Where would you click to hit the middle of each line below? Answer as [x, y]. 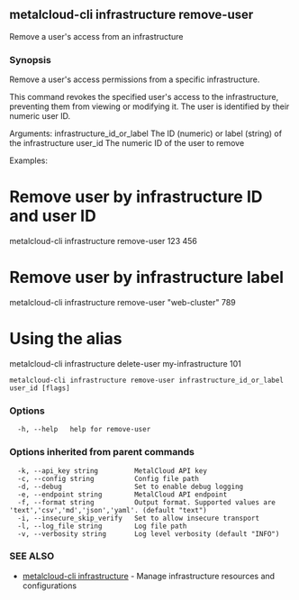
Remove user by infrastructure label [147, 277]
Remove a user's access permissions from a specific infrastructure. [135, 79]
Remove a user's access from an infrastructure [96, 36]
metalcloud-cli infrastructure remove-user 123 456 [104, 241]
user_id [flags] [40, 388]
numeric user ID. [40, 116]
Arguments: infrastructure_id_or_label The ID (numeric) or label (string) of [145, 133]
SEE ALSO [32, 556]
